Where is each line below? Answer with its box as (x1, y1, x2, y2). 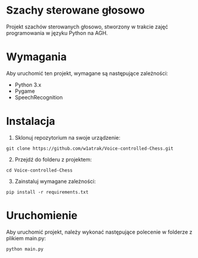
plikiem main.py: (6, 234, 46, 241)
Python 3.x (14, 81, 41, 88)
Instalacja (6, 115, 55, 128)
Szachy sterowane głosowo (6, 4, 145, 17)
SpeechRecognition (14, 93, 63, 101)
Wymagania (6, 50, 67, 64)
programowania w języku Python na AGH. (6, 29, 108, 36)
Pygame (14, 87, 36, 95)
